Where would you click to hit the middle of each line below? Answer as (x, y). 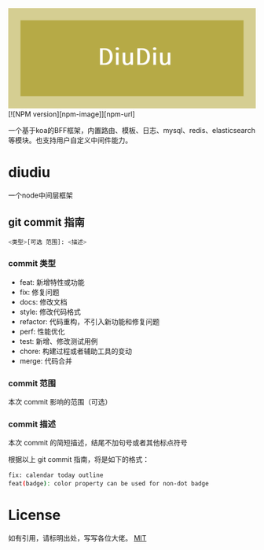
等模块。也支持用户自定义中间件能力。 (70, 140)
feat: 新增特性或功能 (52, 282)
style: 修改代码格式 (50, 312)
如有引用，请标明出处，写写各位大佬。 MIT (77, 537)
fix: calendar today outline (56, 475)
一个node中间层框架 (40, 195)
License (35, 515)
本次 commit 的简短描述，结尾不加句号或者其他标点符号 (98, 443)
